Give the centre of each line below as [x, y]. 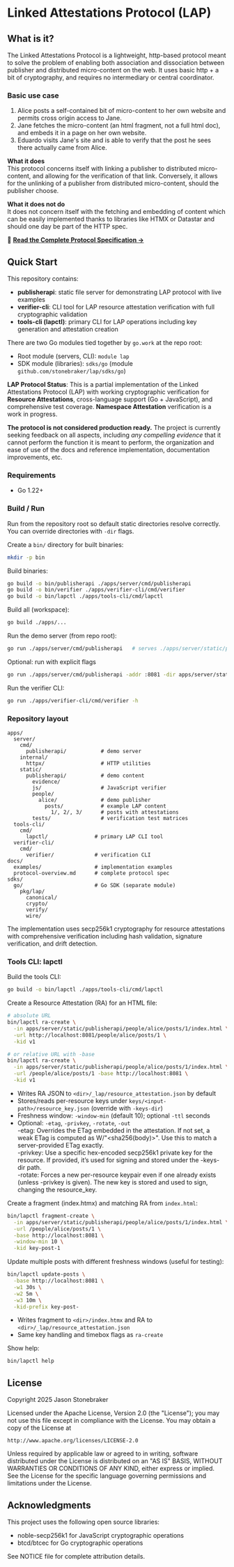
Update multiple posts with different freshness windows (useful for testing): [116, 1262]
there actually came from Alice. [62, 148]
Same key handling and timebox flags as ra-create [90, 1335]
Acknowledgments [49, 1505]
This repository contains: [43, 279]
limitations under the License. [49, 1483]
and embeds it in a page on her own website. [82, 133]
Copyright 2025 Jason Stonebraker [58, 1400]
